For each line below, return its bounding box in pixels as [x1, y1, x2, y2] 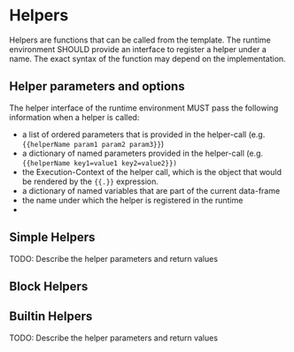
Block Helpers [9, 279, 89, 294]
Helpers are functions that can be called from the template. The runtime [9, 34, 272, 45]
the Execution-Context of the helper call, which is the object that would [21, 166, 282, 177]
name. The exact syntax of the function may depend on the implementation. [9, 53, 286, 64]
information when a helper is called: [9, 111, 140, 122]
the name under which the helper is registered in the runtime [21, 195, 244, 205]
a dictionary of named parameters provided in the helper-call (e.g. [21, 148, 264, 158]
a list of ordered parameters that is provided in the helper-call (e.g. [21, 129, 266, 140]
